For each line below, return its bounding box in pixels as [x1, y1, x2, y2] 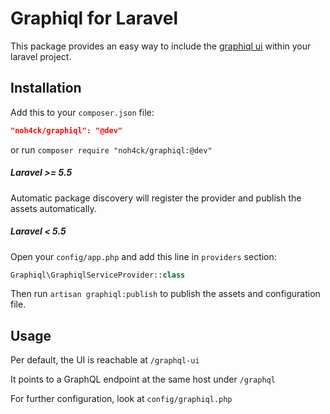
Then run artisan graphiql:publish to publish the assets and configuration [10, 288, 321, 300]
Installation [10, 80, 82, 97]
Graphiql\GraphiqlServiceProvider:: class [10, 270, 186, 280]
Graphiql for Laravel [10, 7, 179, 30]
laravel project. [10, 50, 72, 62]
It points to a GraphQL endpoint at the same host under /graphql [10, 373, 276, 386]
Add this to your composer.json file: [10, 106, 155, 118]
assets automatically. [10, 202, 97, 214]
